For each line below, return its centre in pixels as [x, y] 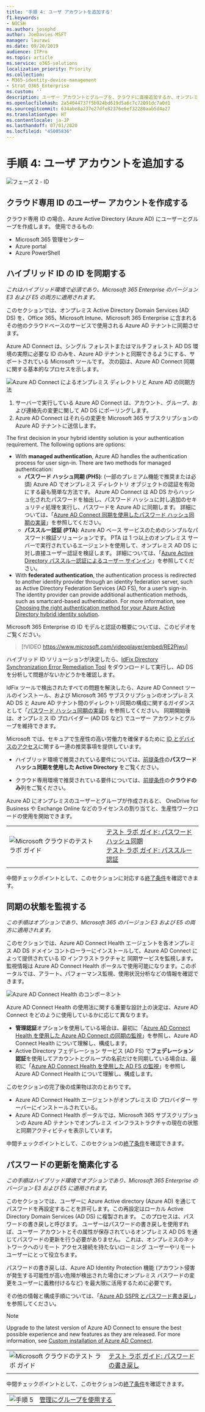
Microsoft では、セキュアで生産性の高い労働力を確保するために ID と [92, 738]
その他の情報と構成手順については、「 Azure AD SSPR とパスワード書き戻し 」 [101, 1296]
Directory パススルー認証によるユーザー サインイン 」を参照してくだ [109, 560]
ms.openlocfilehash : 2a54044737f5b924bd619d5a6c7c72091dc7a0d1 [88, 103]
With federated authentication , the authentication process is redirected [106, 575]
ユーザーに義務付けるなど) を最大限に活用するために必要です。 [96, 1283]
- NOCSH [16, 23]
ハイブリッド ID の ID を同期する [66, 274]
